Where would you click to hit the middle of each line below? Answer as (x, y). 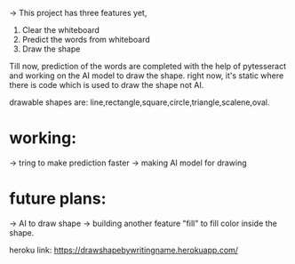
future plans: (58, 199)
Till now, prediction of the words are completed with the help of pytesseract (148, 66)
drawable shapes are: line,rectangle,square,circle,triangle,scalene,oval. (140, 102)
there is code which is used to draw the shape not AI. (107, 85)
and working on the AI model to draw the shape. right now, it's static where (147, 76)
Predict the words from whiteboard (86, 40)
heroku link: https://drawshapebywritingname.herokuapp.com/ (124, 250)
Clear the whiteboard (61, 30)
